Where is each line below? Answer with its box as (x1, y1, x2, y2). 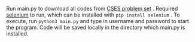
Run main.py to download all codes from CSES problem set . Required (6, 5, 178, 12)
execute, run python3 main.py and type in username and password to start (6, 18, 190, 24)
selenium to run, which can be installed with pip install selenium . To (6, 11, 181, 18)
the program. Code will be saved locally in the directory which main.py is (6, 24, 185, 31)
